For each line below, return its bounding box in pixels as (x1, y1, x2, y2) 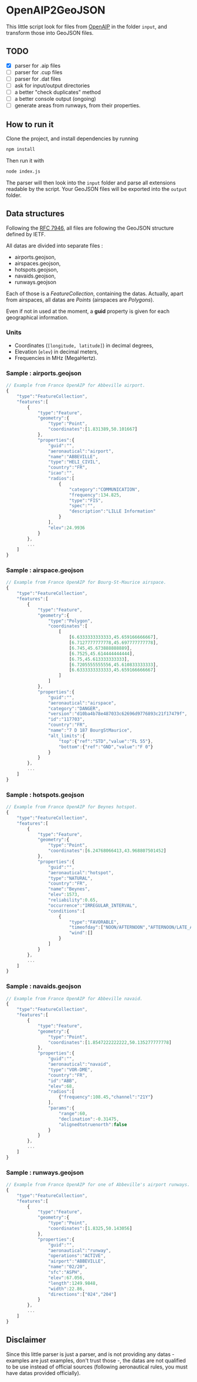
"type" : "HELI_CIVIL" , (47, 459, 101, 465)
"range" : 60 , (58, 1110, 88, 1116)
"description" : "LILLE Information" (69, 508, 157, 514)
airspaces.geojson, (14, 260, 61, 267)
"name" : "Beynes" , (47, 886, 91, 892)
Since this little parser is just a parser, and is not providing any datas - (6, 1350, 175, 1358)
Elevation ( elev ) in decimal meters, (14, 348, 98, 355)
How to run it (6, 119, 54, 130)
